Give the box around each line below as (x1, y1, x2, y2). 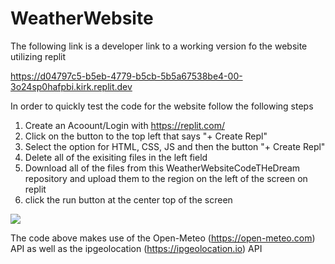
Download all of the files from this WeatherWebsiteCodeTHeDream (24, 162, 301, 174)
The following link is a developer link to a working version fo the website (10, 40, 308, 52)
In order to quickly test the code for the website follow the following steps (10, 100, 314, 112)
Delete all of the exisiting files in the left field (24, 151, 208, 163)
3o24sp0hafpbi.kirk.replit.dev (10, 80, 133, 92)
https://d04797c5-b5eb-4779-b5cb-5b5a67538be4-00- (10, 70, 243, 82)
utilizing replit (10, 50, 67, 62)
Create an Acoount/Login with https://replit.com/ (24, 119, 226, 131)
